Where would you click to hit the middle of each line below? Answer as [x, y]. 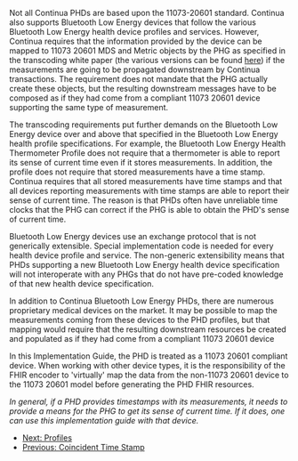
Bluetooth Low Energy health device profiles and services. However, [134, 32]
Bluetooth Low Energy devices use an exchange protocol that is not [133, 236]
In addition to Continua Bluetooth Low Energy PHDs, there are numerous [141, 301]
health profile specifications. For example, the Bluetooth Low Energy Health [148, 143]
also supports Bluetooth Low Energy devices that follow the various [133, 22]
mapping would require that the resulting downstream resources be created [148, 329]
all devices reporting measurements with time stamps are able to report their [149, 191]
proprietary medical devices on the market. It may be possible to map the [144, 310]
